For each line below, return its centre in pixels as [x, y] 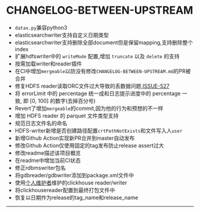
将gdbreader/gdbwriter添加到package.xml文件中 [74, 175]
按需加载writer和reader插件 [48, 64]
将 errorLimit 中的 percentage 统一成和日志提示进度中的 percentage [98, 93]
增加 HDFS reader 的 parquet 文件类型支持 [67, 115]
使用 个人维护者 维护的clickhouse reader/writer [71, 183]
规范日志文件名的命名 [41, 123]
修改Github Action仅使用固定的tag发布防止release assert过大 [89, 145]
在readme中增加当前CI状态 [48, 160]
